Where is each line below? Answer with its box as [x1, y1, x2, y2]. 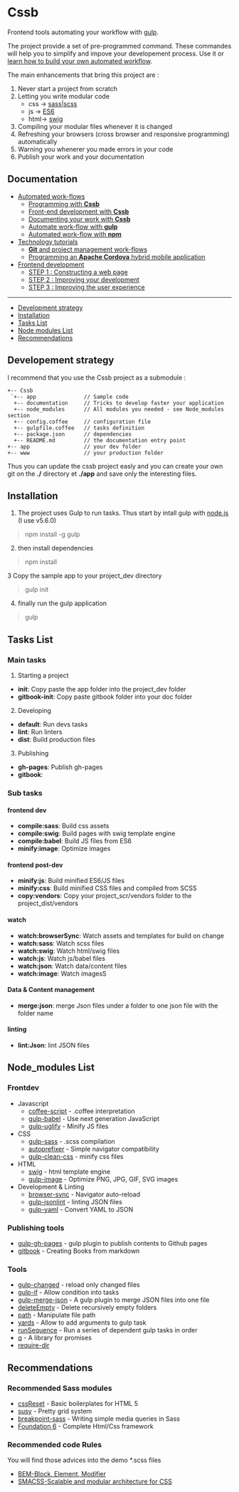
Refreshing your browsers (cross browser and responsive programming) [17, 130, 230, 138]
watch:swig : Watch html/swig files [17, 946, 120, 955]
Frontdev [7, 1083, 40, 1093]
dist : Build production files [17, 735, 96, 744]
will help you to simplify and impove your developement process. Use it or [7, 49, 224, 58]
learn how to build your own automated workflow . [7, 56, 153, 65]
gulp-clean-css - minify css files [28, 1152, 124, 1161]
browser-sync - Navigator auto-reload [28, 1190, 141, 1199]
